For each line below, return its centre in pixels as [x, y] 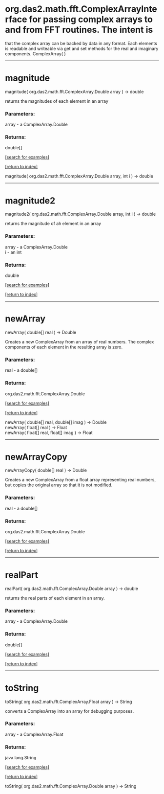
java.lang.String [21, 758]
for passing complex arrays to [91, 19]
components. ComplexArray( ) [35, 54]
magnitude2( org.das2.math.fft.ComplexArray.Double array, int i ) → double [81, 214]
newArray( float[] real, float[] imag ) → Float [49, 432]
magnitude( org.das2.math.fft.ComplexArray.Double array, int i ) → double [79, 176]
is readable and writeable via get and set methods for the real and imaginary [82, 48]
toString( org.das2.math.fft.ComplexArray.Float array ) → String [69, 702]
